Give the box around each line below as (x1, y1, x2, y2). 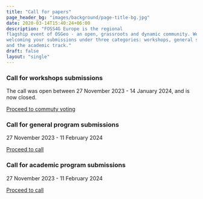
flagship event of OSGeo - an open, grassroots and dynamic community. (6, 31, 190, 37)
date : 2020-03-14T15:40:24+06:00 (6, 20, 91, 26)
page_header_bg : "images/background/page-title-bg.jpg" (6, 14, 150, 21)
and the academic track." (6, 43, 71, 49)
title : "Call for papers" (6, 8, 71, 15)
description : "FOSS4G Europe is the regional (6, 25, 123, 32)
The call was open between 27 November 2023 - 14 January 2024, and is (6, 87, 190, 94)
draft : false (6, 48, 39, 54)
